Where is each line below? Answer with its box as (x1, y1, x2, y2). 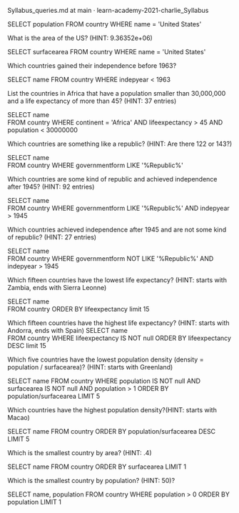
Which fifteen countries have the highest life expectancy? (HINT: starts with (7, 319, 230, 327)
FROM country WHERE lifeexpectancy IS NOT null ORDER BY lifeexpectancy (7, 334, 232, 342)
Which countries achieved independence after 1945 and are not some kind (7, 225, 227, 234)
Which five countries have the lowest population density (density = (7, 355, 204, 364)
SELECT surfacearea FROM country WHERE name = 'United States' (7, 48, 206, 56)
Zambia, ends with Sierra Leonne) (7, 284, 107, 292)
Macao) (7, 414, 30, 422)
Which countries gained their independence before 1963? (7, 61, 177, 70)
